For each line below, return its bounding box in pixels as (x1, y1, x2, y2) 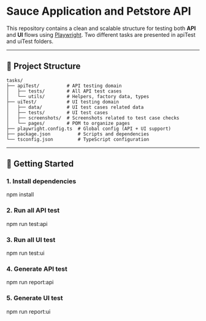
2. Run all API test (6, 206, 60, 215)
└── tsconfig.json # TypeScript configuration (6, 136, 150, 142)
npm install (6, 191, 34, 198)
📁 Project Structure (6, 61, 81, 72)
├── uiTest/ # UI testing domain (6, 99, 120, 105)
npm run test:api (6, 220, 48, 227)
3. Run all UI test (6, 235, 56, 244)
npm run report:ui (6, 308, 51, 315)
